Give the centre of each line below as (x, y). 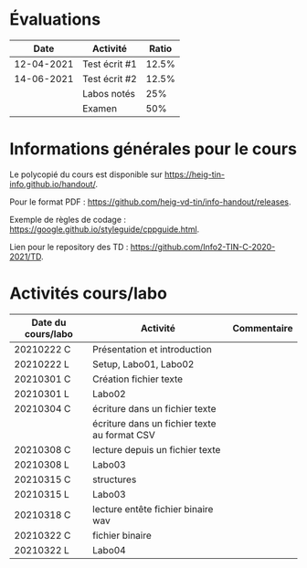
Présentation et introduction (152, 349)
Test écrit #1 (109, 64)
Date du (49, 322)
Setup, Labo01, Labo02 (143, 363)
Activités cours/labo (88, 294)
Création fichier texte (138, 379)
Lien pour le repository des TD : (69, 247)
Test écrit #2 (109, 79)
